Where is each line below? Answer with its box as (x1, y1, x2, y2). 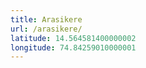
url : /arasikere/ (10, 24, 83, 34)
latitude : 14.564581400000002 (10, 33, 137, 43)
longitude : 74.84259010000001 (10, 42, 137, 53)
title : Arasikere (10, 14, 83, 25)
